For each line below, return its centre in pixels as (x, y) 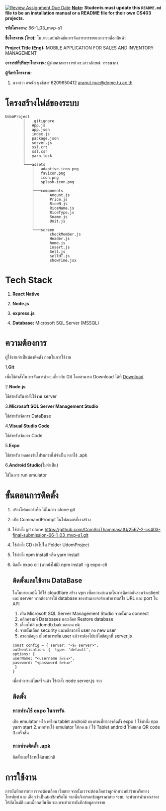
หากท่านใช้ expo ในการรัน (38, 710)
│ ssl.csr (36, 151)
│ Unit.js (48, 221)
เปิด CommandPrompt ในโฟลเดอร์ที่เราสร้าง (51, 519)
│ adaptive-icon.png (55, 169)
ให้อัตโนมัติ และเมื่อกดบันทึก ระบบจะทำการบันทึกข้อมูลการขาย (55, 803)
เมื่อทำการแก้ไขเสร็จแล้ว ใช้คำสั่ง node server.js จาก (57, 681)
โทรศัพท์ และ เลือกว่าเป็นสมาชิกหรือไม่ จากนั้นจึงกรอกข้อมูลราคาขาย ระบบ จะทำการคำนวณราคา (82, 797)
